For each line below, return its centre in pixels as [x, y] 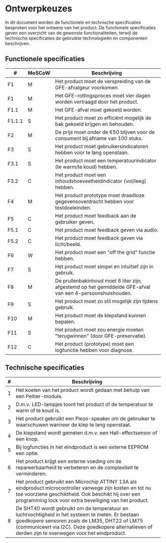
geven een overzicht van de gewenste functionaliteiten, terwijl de [71, 33]
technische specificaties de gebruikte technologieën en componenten [76, 38]
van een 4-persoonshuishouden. [93, 293]
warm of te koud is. [38, 410]
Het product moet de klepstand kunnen [101, 315]
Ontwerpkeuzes [39, 9]
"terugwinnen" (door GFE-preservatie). [101, 336]
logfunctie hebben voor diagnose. [94, 350]
